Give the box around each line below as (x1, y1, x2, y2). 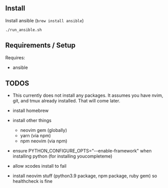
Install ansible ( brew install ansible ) (5, 17, 84, 23)
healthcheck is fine (12, 178, 53, 184)
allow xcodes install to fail (12, 163, 67, 169)
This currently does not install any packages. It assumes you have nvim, (12, 92, 163, 98)
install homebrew (12, 107, 49, 114)
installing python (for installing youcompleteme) (12, 153, 113, 159)
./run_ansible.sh (5, 27, 42, 32)
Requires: (5, 54, 25, 60)
